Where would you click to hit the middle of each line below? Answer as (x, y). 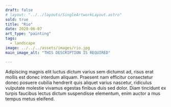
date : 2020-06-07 (24, 29)
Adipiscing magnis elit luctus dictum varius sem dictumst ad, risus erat (80, 71)
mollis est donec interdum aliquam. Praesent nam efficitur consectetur (79, 77)
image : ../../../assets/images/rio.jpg (48, 48)
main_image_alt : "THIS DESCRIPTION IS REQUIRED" (58, 52)
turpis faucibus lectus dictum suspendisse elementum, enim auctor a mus (83, 93)
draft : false (19, 10)
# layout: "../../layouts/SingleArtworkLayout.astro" (64, 15)
